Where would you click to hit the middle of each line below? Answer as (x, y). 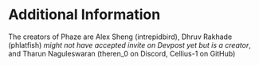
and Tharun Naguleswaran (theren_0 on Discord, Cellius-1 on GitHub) (122, 53)
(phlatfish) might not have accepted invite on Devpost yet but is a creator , (129, 45)
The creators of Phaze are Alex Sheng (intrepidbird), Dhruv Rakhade (120, 37)
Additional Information (84, 15)
